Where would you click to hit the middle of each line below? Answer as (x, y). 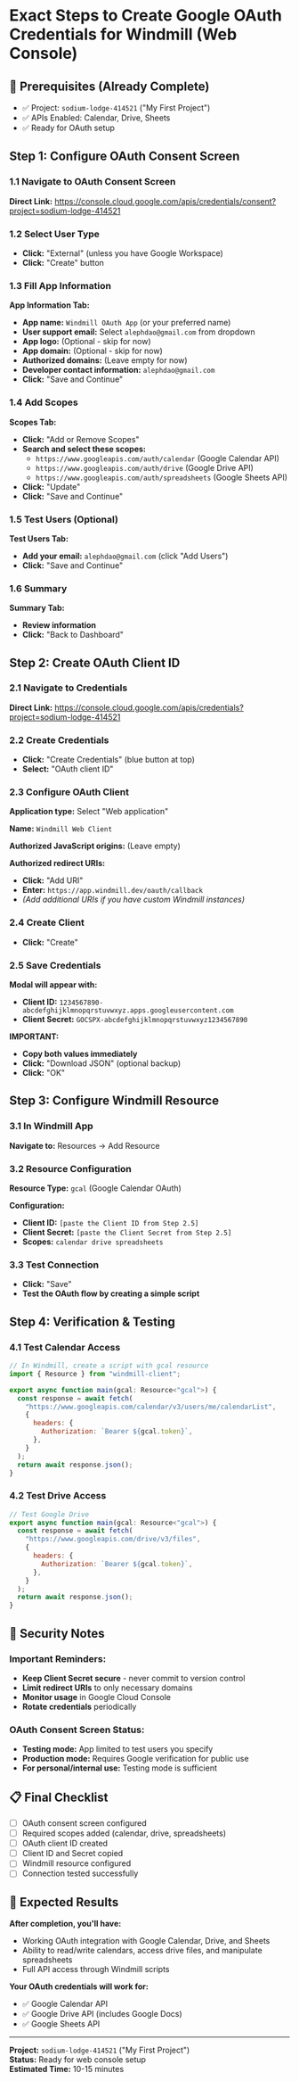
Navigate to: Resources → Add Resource (85, 1145)
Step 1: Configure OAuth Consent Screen (125, 157)
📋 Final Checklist (59, 1797)
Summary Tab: (37, 608)
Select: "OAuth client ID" (68, 769)
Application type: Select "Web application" (89, 812)
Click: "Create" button (63, 262)
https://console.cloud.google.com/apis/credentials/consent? (166, 201)
